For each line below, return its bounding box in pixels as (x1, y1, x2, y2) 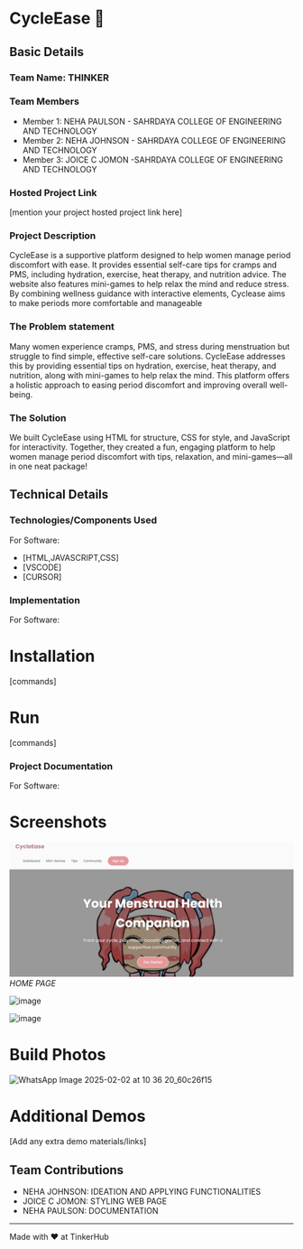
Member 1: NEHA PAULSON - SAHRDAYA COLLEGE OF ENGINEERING (22, 116, 282, 126)
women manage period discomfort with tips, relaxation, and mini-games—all (9, 451, 293, 461)
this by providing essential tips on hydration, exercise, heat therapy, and (9, 360, 277, 371)
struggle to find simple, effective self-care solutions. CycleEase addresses (9, 350, 286, 361)
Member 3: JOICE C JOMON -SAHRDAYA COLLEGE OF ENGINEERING (22, 154, 284, 165)
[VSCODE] (22, 562, 62, 573)
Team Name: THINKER (9, 71, 110, 84)
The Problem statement (9, 321, 115, 333)
